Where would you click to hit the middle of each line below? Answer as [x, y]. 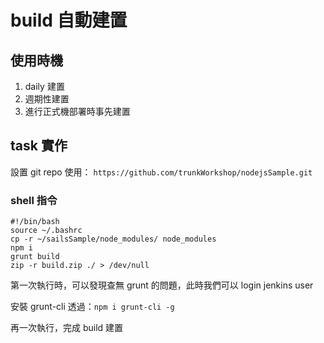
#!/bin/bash [35, 222]
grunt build [35, 257]
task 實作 [39, 146]
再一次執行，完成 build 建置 [67, 328]
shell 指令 [34, 200]
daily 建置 [44, 86]
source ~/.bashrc [46, 231]
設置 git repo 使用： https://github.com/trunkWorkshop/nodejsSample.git [161, 172]
